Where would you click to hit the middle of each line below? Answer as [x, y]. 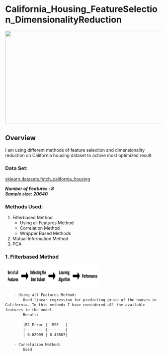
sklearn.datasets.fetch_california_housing [48, 179]
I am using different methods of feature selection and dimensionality [75, 150]
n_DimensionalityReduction [64, 20]
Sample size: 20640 [27, 194]
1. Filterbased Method [32, 257]
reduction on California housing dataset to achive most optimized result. [79, 155]
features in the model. [30, 310]
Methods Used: [24, 206]
